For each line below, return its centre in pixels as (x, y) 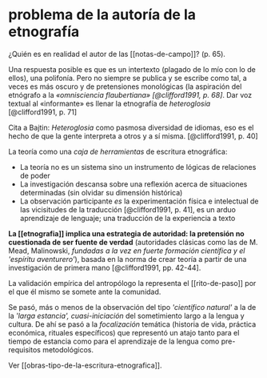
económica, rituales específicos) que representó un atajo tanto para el (124, 332)
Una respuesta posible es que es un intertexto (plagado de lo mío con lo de (132, 69)
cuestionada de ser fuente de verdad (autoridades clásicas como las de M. (133, 242)
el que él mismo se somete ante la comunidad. (85, 292)
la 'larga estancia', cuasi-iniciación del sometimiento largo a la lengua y (127, 316)
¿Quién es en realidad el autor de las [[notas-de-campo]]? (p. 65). (117, 54)
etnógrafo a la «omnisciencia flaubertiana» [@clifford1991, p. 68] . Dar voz (130, 94)
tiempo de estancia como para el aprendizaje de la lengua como (114, 341)
